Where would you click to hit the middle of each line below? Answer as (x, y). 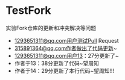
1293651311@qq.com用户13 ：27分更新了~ (66, 55)
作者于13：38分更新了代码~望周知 (56, 63)
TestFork (29, 11)
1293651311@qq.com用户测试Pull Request (66, 40)
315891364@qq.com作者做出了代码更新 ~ (66, 48)
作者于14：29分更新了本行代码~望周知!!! (64, 70)
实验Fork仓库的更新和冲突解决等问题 (51, 28)
